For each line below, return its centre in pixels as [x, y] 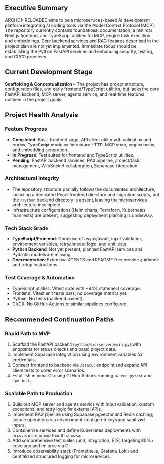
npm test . [22, 380]
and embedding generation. [40, 150]
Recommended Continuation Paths [59, 319]
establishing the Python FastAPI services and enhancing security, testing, [79, 51]
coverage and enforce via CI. [41, 446]
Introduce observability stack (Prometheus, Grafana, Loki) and [75, 451]
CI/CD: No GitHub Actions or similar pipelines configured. [70, 304]
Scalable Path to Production [39, 393]
